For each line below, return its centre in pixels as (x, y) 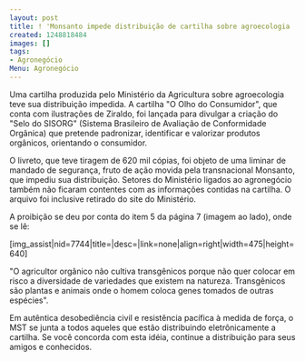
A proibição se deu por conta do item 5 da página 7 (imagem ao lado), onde (151, 216)
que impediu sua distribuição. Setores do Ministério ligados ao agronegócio (151, 179)
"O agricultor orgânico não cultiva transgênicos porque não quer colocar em (152, 271)
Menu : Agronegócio (44, 69)
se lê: (20, 226)
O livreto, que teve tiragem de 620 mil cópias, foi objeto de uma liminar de (148, 160)
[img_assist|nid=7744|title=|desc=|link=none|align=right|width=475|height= (152, 244)
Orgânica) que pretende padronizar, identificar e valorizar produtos (135, 133)
